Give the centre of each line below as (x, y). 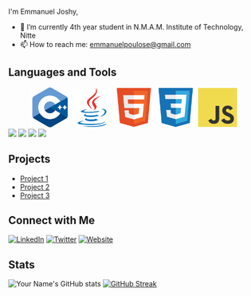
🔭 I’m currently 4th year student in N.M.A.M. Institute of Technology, (132, 27)
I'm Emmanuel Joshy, (43, 12)
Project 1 (34, 178)
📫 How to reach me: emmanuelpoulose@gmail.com (105, 44)
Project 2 (35, 187)
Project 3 (35, 195)
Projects (29, 159)
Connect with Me (52, 221)
